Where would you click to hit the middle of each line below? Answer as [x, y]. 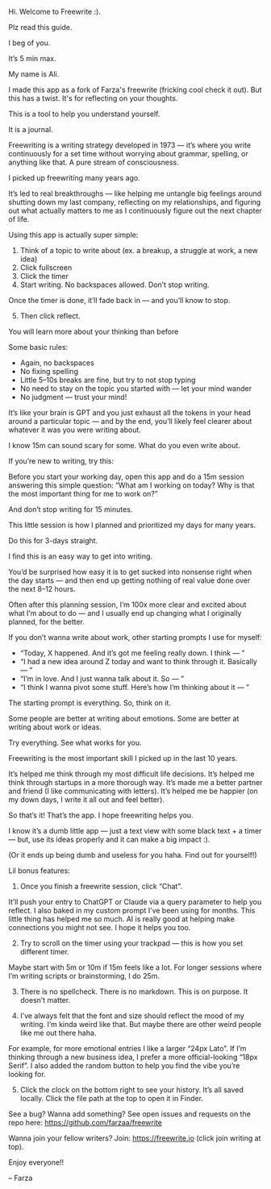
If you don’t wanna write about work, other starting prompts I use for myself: [135, 637]
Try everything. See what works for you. [75, 742]
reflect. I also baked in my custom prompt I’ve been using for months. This [132, 910]
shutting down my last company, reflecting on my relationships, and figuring [135, 202]
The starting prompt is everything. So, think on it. [90, 703]
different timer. [45, 952]
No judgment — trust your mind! [73, 397]
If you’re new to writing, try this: [61, 461]
